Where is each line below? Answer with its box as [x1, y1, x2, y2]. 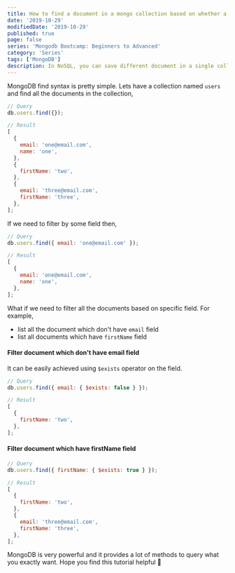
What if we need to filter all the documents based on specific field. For [7, 304, 210, 312]
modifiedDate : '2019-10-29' [7, 23, 90, 30]
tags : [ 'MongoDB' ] [7, 56, 61, 63]
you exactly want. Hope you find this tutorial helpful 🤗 [7, 558, 162, 567]
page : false [7, 36, 42, 43]
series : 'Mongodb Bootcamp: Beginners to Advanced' [7, 43, 161, 50]
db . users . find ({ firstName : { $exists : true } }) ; [7, 466, 158, 473]
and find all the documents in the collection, [7, 89, 134, 97]
